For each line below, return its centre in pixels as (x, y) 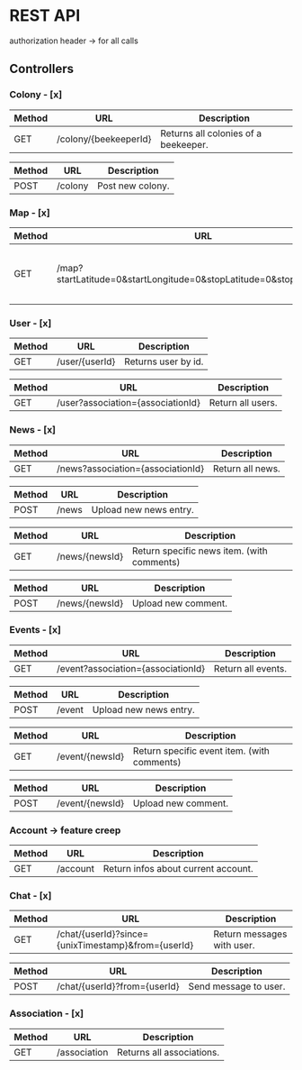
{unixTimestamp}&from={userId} (125, 946)
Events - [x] (35, 630)
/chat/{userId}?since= (103, 934)
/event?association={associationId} (131, 668)
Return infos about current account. (178, 869)
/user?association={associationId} (129, 403)
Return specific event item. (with (201, 751)
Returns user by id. (164, 361)
